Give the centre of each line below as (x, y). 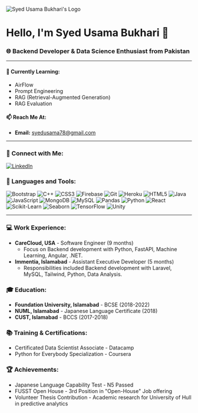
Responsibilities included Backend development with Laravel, (98, 268)
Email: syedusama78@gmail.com (55, 132)
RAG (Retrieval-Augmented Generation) (62, 97)
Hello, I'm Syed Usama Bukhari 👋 (88, 33)
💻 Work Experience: (36, 228)
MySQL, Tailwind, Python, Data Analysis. (73, 274)
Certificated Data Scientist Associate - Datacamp (74, 348)
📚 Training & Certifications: (47, 333)
